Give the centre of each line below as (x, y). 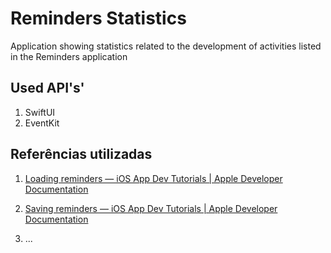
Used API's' (47, 88)
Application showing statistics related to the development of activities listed (166, 46)
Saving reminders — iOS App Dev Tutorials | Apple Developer (151, 208)
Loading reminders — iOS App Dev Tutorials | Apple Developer (153, 178)
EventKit (42, 123)
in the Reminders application (69, 56)
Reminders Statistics (98, 18)
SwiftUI (40, 112)
